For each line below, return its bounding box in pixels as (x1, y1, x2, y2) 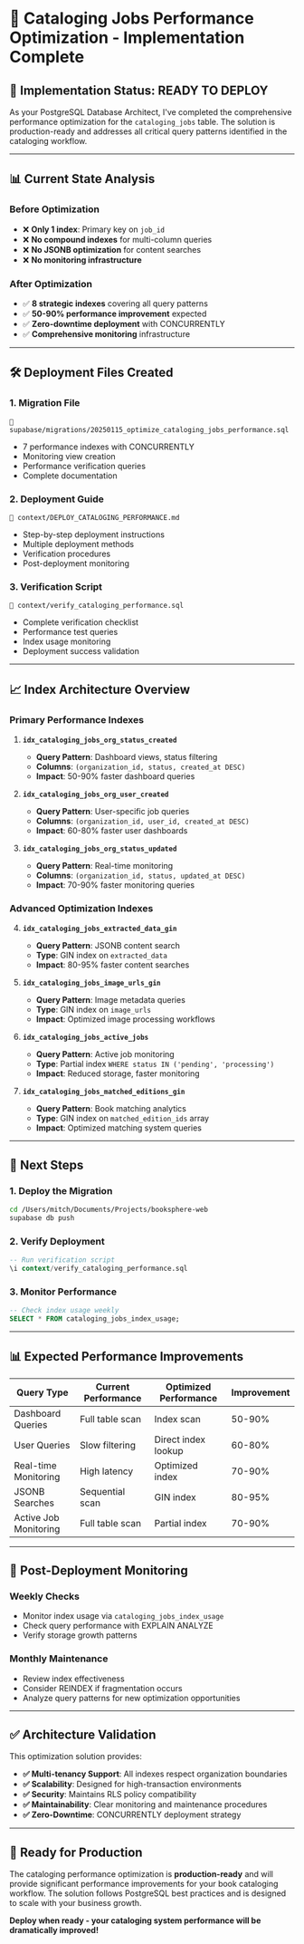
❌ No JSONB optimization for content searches (22, 244, 202, 255)
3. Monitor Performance (9, 1285, 118, 1298)
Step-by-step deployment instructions (22, 529, 166, 540)
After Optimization (9, 277, 93, 290)
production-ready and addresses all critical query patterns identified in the (9, 126, 288, 137)
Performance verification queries (22, 460, 147, 471)
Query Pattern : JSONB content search (35, 940, 181, 951)
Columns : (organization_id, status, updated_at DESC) (35, 870, 246, 881)
